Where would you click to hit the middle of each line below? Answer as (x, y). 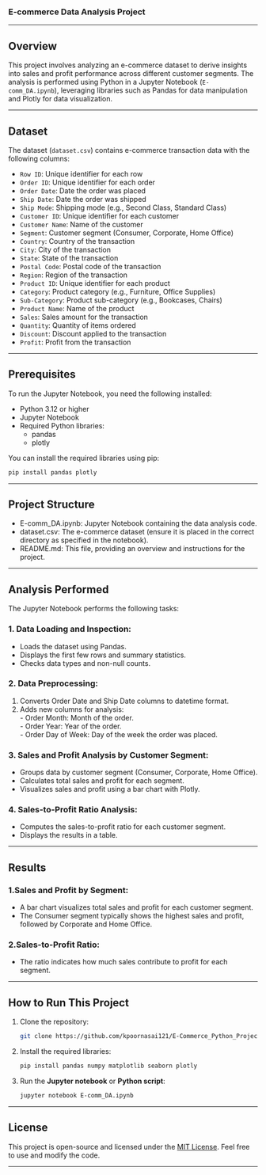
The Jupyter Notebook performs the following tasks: (94, 609)
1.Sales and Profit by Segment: (68, 890)
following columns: (39, 158)
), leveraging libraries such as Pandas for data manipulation (151, 90)
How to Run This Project (68, 1003)
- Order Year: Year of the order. (70, 726)
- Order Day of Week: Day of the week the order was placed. (118, 734)
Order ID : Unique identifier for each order (87, 182)
